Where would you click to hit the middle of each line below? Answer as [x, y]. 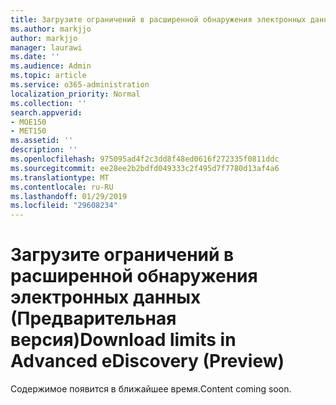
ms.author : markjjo [51, 29]
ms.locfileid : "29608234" [64, 206]
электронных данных [106, 297]
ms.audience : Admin [51, 66]
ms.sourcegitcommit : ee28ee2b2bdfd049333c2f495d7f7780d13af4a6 [145, 168]
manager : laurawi [46, 47]
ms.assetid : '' [42, 141]
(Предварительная [93, 318]
